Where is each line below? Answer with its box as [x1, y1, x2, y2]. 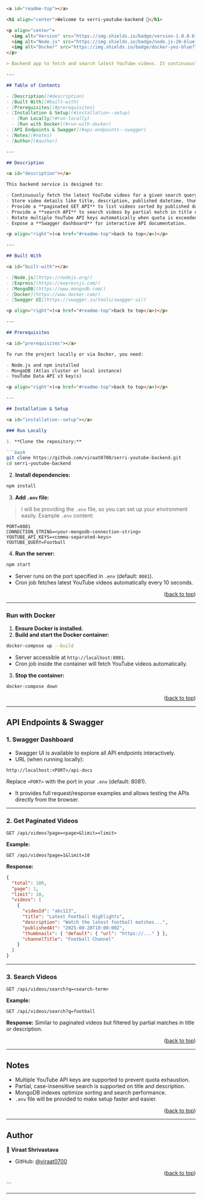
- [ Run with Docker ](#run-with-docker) [11, 121, 112, 128]
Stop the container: [14, 672, 65, 679]
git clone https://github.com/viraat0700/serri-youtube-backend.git [6, 455, 182, 461]
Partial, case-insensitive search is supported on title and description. [14, 1083, 185, 1090]
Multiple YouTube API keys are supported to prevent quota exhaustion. [14, 1076, 190, 1083]
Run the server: [14, 550, 55, 557]
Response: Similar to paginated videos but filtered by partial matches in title [6, 1019, 195, 1026]
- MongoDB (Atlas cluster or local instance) [6, 368, 122, 374]
